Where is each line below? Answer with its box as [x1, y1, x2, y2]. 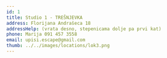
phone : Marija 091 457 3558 [6, 31, 78, 37]
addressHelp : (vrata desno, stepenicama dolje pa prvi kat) [6, 25, 162, 32]
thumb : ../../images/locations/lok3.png [6, 43, 111, 49]
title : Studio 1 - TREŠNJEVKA [6, 14, 83, 21]
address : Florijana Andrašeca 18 [6, 20, 91, 26]
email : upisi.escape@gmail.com [6, 37, 86, 43]
